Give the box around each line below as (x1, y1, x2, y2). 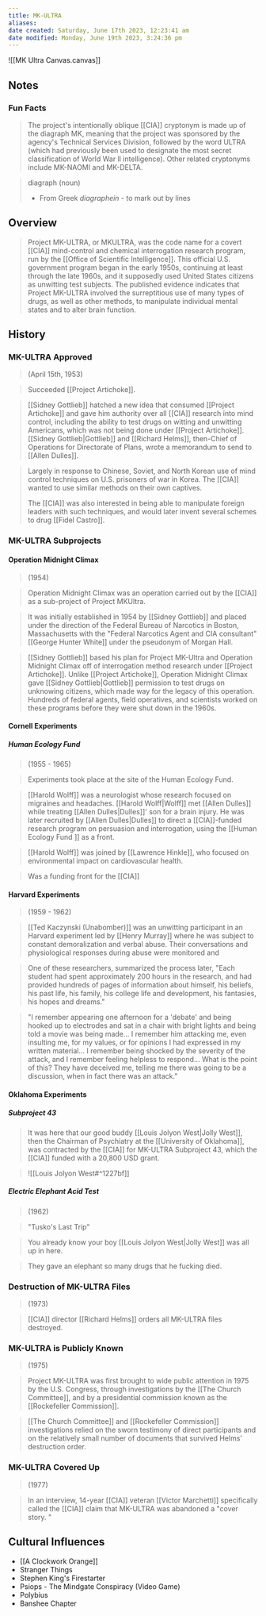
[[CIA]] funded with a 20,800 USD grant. (27, 1152, 160, 1163)
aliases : (8, 19, 37, 27)
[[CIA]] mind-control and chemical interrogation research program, (27, 245, 246, 255)
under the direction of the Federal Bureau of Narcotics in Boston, (27, 620, 239, 629)
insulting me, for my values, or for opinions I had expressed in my (27, 1037, 241, 1048)
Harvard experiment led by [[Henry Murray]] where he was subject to (27, 931, 255, 941)
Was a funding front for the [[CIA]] (27, 871, 140, 881)
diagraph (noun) (27, 178, 81, 187)
